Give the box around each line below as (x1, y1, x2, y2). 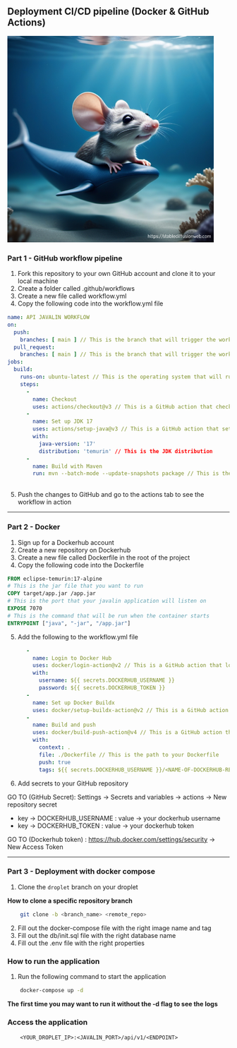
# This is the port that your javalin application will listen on (7, 598, 207, 605)
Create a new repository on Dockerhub (17, 546, 131, 554)
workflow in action (17, 498, 72, 507)
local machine (17, 277, 59, 285)
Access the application (7, 1017, 88, 1027)
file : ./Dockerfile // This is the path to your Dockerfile (38, 751, 219, 758)
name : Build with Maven (32, 462, 102, 470)
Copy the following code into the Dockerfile (17, 560, 145, 569)
